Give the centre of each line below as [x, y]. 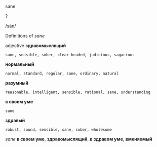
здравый [15, 120]
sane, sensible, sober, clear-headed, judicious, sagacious [70, 55]
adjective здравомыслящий [36, 46]
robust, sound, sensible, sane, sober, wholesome [59, 130]
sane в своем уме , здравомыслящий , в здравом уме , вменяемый [79, 139]
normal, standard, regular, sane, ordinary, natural [62, 73]
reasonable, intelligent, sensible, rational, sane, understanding [78, 92]
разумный [17, 83]
